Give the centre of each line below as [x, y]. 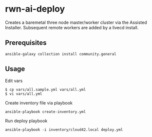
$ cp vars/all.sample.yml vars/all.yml [46, 89]
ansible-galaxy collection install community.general [61, 54]
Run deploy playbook [26, 120]
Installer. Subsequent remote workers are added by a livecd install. [72, 27]
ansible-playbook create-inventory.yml [46, 112]
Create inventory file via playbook [39, 103]
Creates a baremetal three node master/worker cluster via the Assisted [76, 22]
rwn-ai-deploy [35, 9]
